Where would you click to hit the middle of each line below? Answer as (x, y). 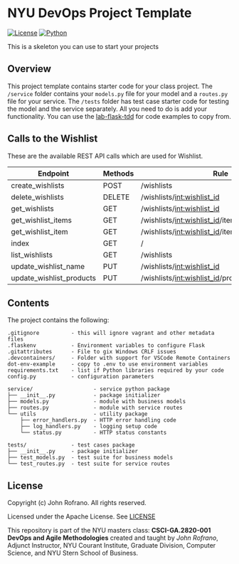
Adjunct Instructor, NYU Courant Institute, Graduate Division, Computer (112, 546)
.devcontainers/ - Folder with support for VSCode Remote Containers (119, 358)
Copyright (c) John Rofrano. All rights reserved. (77, 503)
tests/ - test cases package (71, 445)
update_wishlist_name (48, 266)
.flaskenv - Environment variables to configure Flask (106, 346)
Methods (118, 174)
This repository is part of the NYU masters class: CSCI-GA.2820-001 (109, 531)
